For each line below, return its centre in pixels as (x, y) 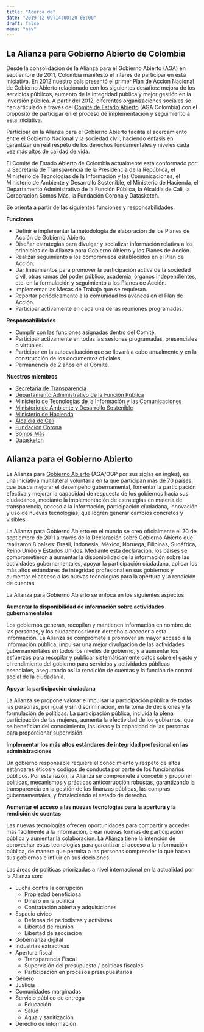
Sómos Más (30, 434)
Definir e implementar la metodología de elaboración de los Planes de (102, 231)
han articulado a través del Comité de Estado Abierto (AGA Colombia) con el (102, 107)
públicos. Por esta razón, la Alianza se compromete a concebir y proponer (100, 775)
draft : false (23, 23)
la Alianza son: (25, 876)
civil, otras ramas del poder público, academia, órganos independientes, (106, 276)
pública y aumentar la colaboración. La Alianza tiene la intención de (91, 838)
